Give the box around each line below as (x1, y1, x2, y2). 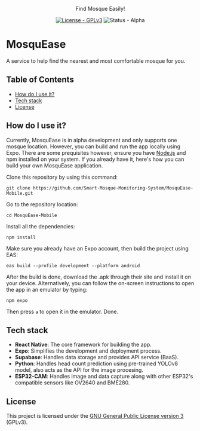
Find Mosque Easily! (75, 5, 125, 12)
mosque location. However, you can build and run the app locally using (6, 143, 181, 150)
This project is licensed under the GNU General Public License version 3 (6, 412, 184, 420)
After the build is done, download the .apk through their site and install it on (6, 273, 191, 280)
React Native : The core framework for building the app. (14, 341, 152, 349)
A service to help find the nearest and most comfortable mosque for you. (6, 57, 186, 65)
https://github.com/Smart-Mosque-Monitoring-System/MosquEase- (32, 185, 194, 191)
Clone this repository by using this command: (6, 173, 118, 181)
